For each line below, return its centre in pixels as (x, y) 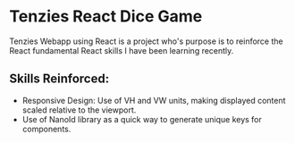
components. (46, 129)
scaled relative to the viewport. (79, 110)
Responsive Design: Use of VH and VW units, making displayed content (154, 100)
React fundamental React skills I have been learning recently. (122, 50)
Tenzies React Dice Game (106, 17)
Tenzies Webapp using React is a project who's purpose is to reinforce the (146, 41)
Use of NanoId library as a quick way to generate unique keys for (142, 119)
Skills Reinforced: (59, 79)
